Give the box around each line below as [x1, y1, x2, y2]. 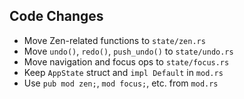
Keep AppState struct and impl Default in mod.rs [23, 66, 224, 78]
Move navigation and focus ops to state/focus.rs [23, 55, 230, 68]
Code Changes [9, 8, 104, 25]
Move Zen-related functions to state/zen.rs [23, 34, 206, 46]
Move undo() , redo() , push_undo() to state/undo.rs [23, 45, 234, 57]
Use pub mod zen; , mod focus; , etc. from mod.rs [23, 77, 219, 89]
